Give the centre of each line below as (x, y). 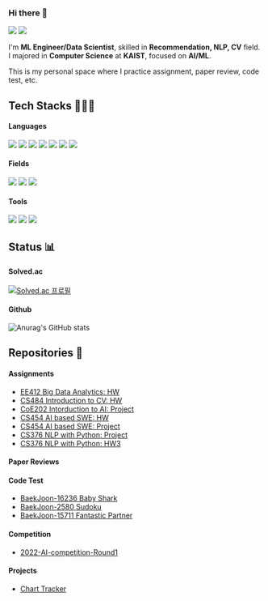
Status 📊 (32, 247)
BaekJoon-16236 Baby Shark (69, 498)
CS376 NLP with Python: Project (73, 435)
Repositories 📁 (46, 353)
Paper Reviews (34, 462)
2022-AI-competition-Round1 (69, 552)
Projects (23, 571)
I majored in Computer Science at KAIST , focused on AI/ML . (110, 56)
